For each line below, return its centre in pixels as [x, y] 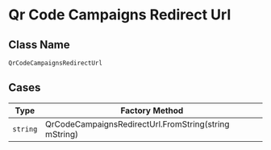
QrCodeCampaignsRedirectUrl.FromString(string [138, 124]
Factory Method [152, 110]
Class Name [39, 45]
